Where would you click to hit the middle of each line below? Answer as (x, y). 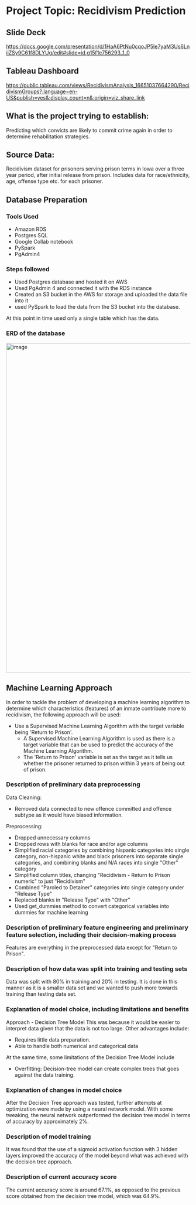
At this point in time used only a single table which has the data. (83, 318)
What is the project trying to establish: (78, 116)
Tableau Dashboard (42, 71)
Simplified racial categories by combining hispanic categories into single (102, 850)
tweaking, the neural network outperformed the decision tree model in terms (98, 1115)
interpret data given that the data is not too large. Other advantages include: (98, 1028)
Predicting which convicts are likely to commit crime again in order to (89, 130)
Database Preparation (47, 199)
